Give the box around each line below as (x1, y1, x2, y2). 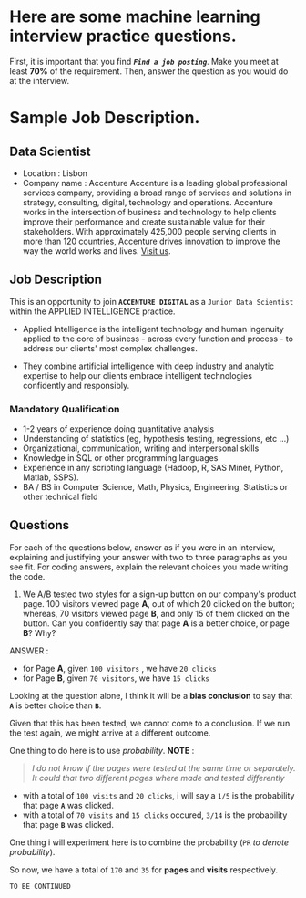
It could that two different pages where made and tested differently (31, 772, 285, 783)
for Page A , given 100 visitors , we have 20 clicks (22, 663, 217, 673)
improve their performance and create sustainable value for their (22, 216, 266, 227)
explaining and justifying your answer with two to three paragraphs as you (9, 551, 288, 562)
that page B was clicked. (22, 819, 114, 830)
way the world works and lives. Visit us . (22, 245, 171, 256)
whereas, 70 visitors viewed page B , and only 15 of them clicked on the (22, 608, 290, 619)
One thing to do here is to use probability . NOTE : (9, 745, 195, 756)
